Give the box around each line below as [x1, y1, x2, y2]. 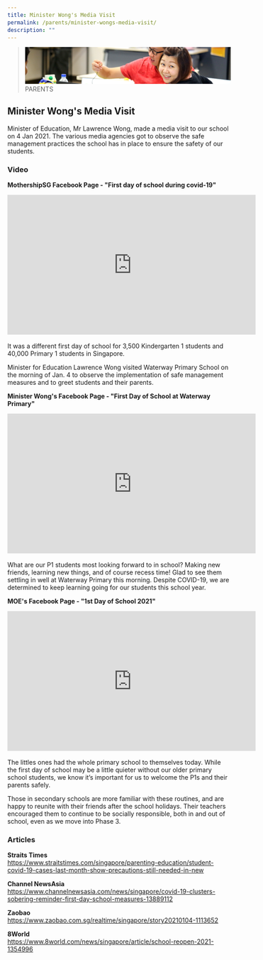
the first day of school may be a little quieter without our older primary [7, 765, 213, 774]
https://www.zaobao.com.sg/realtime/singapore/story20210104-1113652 [7, 916, 218, 924]
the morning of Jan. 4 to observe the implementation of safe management [7, 370, 224, 379]
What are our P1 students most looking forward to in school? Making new [7, 560, 221, 569]
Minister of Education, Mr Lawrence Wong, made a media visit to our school [7, 124, 229, 133]
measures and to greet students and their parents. [7, 378, 154, 386]
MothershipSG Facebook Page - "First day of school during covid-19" [7, 180, 216, 189]
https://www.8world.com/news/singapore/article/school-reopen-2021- [7, 937, 214, 946]
